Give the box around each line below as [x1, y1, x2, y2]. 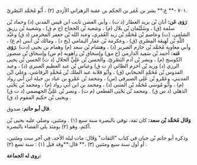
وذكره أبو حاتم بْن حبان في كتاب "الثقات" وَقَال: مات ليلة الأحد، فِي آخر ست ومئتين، [7, 134, 188, 141]
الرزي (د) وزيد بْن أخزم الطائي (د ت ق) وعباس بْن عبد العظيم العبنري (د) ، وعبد [7, 62, 180, 69]
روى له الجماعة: [7, 152, 41, 159]
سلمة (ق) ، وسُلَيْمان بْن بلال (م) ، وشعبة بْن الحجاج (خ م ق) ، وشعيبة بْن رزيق [7, 25, 175, 31]
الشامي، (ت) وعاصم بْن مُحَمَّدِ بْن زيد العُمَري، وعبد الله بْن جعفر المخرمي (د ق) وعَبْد [7, 31, 190, 38]
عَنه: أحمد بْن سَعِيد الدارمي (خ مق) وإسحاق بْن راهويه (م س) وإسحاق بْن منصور [7, 50, 180, 57]
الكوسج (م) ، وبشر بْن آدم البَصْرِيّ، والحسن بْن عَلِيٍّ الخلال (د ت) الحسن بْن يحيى [7, 56, 182, 63]
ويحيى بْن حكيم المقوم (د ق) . [7, 93, 72, 101]
